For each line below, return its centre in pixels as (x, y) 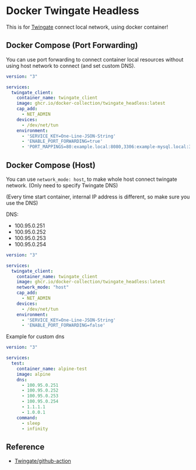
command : (27, 418)
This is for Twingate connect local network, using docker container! (87, 27)
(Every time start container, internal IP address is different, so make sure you (98, 197)
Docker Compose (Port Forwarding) (72, 45)
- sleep (31, 423)
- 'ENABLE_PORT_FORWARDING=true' (62, 142)
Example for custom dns (35, 337)
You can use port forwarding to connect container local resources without (95, 59)
